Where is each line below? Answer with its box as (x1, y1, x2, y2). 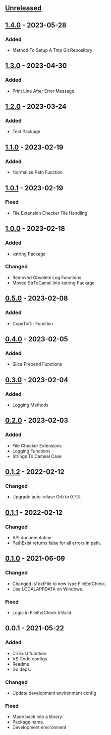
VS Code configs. (12, 655, 49, 662)
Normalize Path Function (12, 169, 63, 175)
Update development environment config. (12, 690, 98, 696)
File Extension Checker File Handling (12, 210, 88, 216)
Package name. (12, 719, 45, 725)
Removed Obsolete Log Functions (12, 274, 82, 281)
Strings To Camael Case (12, 453, 62, 459)
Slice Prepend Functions (12, 361, 62, 367)
